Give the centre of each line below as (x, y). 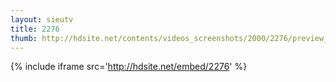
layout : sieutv (42, 19)
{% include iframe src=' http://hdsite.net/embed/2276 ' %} (129, 67)
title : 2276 (35, 29)
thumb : (24, 38)
